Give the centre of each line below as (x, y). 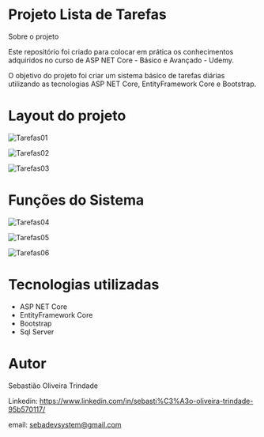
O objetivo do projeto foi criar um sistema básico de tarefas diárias (117, 75)
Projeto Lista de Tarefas (88, 15)
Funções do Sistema (76, 200)
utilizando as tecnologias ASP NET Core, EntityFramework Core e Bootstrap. (132, 84)
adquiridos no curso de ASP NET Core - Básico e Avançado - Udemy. (121, 60)
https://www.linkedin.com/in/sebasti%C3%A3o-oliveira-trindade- (146, 401)
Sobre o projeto (34, 36)
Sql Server (37, 332)
